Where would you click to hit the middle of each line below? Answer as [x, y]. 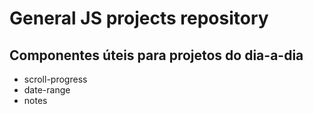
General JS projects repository [139, 18]
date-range [47, 90]
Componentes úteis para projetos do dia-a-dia [156, 55]
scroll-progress [55, 79]
